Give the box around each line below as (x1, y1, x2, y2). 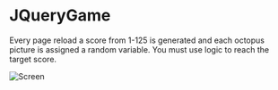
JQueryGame (9, 5, 111, 26)
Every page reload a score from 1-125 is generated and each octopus (9, 35, 265, 45)
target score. (9, 53, 56, 64)
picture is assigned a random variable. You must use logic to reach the (9, 44, 270, 54)
